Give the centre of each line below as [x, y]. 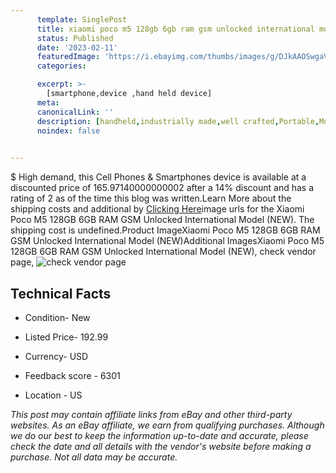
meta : [48, 102]
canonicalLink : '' [75, 112]
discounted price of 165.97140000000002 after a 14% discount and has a [162, 188]
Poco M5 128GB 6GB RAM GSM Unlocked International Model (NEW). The [162, 220]
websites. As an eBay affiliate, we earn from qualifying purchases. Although [167, 425]
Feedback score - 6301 [72, 375]
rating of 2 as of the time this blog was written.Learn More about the [151, 198]
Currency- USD [56, 356]
